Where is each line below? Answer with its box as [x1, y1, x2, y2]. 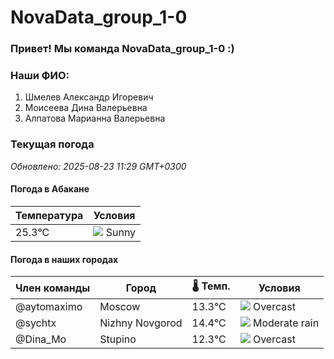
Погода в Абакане [10, 183, 90, 195]
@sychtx [15, 316, 57, 330]
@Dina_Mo [15, 332, 67, 346]
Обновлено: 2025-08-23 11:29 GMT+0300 [10, 160, 187, 172]
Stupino [99, 332, 137, 346]
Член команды [15, 281, 91, 295]
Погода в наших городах [10, 253, 119, 265]
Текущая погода [10, 137, 95, 151]
